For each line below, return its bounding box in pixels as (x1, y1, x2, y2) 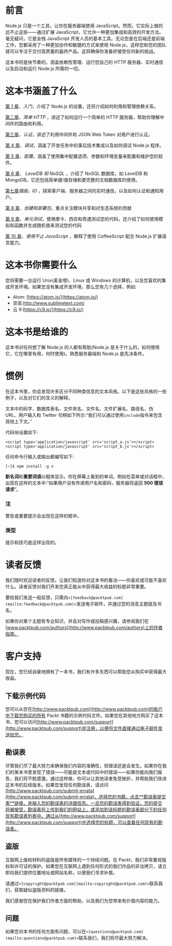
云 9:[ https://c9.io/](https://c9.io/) (12, 306, 84, 312)
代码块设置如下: (5, 429, 38, 435)
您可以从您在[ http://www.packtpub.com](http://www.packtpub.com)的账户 (5, 706, 163, 712)
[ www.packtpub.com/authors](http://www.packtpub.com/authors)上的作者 (5, 625, 163, 631)
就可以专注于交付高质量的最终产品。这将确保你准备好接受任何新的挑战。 (5, 48, 158, 54)
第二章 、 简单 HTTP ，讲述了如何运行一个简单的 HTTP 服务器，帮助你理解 (5, 114, 160, 120)
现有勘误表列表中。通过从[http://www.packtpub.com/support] (5, 812, 136, 819)
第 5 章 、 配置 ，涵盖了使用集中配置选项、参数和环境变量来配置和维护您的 (5, 153, 159, 159)
